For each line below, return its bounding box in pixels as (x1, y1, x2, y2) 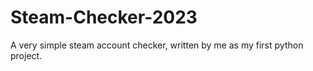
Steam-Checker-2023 (10, 6, 198, 29)
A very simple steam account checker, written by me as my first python (10, 39, 304, 51)
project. (10, 49, 43, 61)
